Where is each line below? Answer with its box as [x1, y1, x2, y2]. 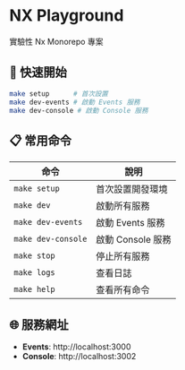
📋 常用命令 [9, 133, 72, 148]
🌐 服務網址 [9, 317, 69, 332]
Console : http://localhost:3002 [21, 351, 137, 361]
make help [13, 284, 55, 295]
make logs [13, 268, 55, 278]
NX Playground [9, 5, 124, 26]
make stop [13, 251, 55, 261]
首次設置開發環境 [95, 183, 168, 195]
